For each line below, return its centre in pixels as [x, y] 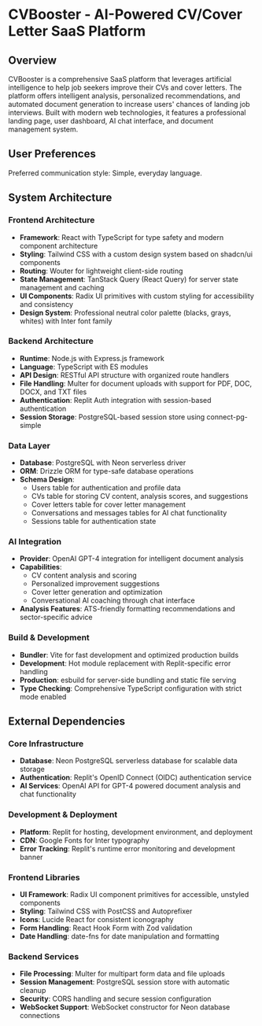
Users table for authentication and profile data [106, 488]
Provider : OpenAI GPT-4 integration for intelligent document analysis [131, 559]
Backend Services [44, 956]
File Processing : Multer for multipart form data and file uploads [122, 974]
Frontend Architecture [52, 220]
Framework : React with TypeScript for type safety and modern [122, 237]
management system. [43, 129]
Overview [33, 60]
